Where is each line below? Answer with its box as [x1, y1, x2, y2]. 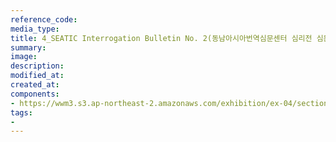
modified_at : [10, 71, 65, 81]
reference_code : [10, 14, 78, 25]
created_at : [10, 80, 60, 90]
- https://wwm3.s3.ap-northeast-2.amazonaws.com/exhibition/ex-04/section [10, 98, 329, 108]
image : [10, 52, 38, 62]
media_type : [10, 24, 60, 34]
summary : [10, 42, 47, 53]
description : [10, 61, 65, 71]
